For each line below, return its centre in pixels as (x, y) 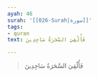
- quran (19, 33)
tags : (15, 27)
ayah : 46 (20, 14)
